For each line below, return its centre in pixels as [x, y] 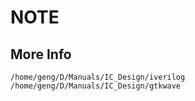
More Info [41, 54]
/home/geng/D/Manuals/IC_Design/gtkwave [96, 86]
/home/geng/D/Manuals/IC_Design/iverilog [98, 77]
